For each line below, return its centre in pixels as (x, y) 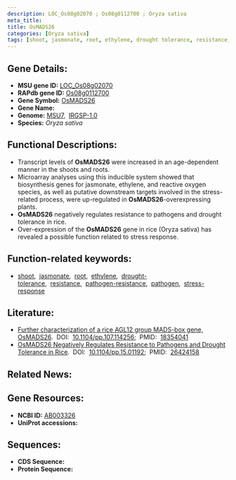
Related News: (40, 374)
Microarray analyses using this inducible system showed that (106, 177)
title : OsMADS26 (31, 27)
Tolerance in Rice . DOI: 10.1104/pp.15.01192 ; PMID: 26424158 (109, 352)
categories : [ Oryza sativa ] (48, 33)
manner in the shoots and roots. (64, 169)
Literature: (31, 313)
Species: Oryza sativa (50, 122)
